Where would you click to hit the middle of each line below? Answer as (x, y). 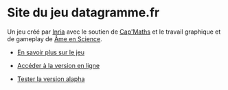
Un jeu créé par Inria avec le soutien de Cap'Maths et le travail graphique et (114, 32)
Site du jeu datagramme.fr (83, 13)
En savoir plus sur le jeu (50, 52)
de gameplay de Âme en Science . (55, 38)
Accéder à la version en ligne (58, 65)
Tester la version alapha (51, 79)
